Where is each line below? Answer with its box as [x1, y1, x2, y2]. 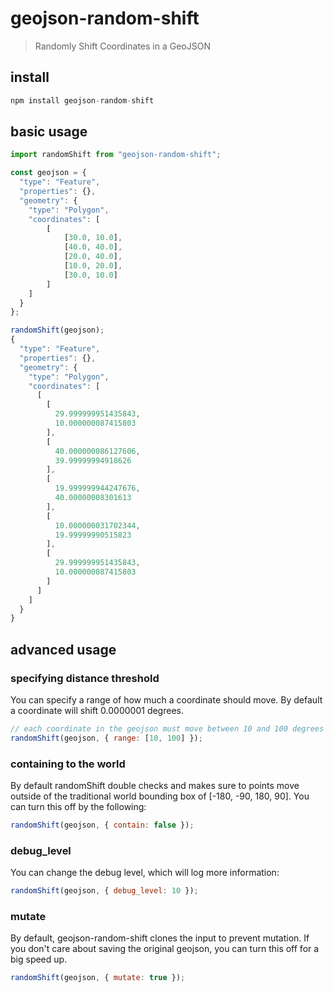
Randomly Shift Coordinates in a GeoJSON [34, 40, 211, 52]
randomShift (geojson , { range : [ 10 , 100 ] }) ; [10, 733, 203, 743]
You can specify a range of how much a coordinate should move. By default [10, 694, 323, 706]
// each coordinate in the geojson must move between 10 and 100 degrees [10, 724, 325, 734]
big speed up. [10, 953, 68, 966]
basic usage [10, 123, 88, 141]
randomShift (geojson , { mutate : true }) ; [10, 973, 186, 983]
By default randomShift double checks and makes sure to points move [10, 780, 300, 792]
